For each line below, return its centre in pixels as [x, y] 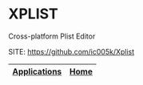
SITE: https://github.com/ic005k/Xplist [71, 51]
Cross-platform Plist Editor [52, 36]
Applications [37, 71]
